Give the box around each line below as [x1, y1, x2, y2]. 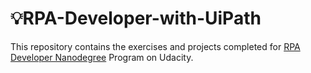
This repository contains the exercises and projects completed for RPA [10, 40, 301, 52]
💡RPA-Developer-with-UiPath [10, 7, 262, 30]
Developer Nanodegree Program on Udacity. [10, 51, 194, 63]
